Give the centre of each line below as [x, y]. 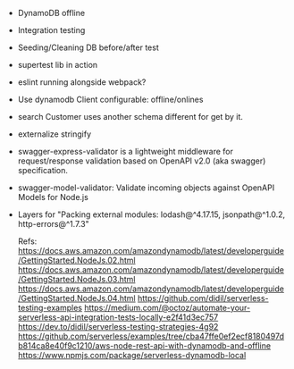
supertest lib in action [58, 65]
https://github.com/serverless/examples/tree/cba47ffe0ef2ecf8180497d [151, 336]
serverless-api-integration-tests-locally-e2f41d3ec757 [118, 317]
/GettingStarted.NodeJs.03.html [76, 279]
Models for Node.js [53, 197]
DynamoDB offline [51, 13]
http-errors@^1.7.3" [53, 224]
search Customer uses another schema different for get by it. [130, 117]
